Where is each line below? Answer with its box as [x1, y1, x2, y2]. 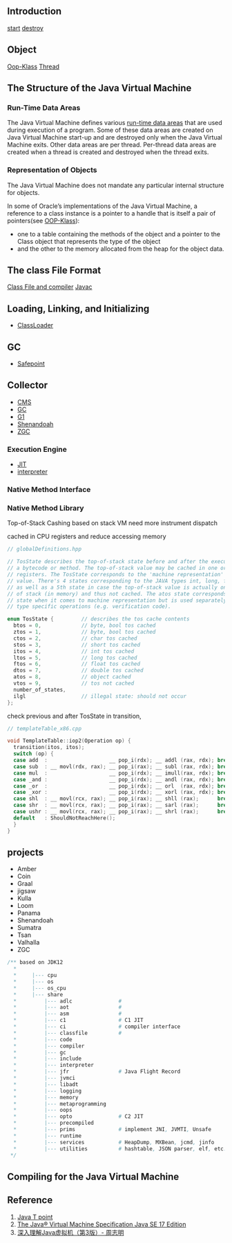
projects [7, 846, 44, 858]
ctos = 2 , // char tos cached [13, 635, 137, 642]
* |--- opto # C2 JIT [13, 1113, 144, 1120]
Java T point [17, 1213, 53, 1221]
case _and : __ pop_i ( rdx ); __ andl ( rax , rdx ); [13, 776, 215, 783]
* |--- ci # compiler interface [13, 1023, 181, 1030]
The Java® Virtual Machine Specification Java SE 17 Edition [17, 1220, 186, 1228]
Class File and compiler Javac [7, 283, 93, 291]
